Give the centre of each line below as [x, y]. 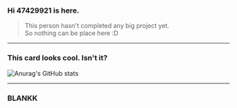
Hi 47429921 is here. [43, 11]
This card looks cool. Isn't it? [57, 58]
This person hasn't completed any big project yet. [97, 26]
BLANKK [23, 98]
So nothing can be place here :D [71, 33]
